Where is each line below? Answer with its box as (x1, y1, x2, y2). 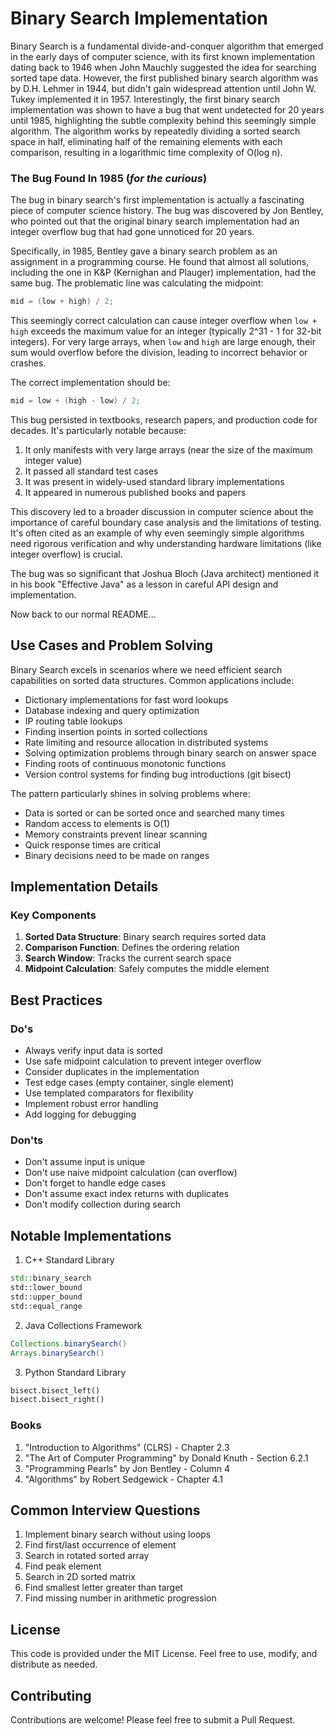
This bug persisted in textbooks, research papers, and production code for (10, 413, 318, 426)
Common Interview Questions (10, 1502, 201, 1519)
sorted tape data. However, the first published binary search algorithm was (10, 72, 319, 84)
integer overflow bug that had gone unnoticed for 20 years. (10, 226, 255, 238)
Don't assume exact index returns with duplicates (24, 1188, 230, 1200)
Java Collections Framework (24, 1319, 143, 1331)
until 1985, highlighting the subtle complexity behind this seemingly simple (10, 114, 317, 126)
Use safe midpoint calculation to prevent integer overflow (24, 1055, 262, 1067)
